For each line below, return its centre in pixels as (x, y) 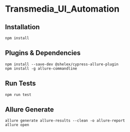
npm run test (18, 94)
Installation (22, 27)
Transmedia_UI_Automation (62, 9)
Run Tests (20, 84)
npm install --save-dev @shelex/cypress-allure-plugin (62, 64)
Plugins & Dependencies (43, 53)
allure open (17, 125)
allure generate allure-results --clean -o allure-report (65, 121)
